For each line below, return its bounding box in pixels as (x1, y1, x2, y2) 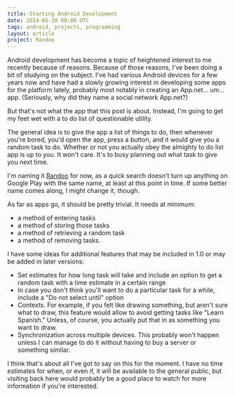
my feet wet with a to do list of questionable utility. (7, 114, 153, 123)
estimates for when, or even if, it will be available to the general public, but (7, 367, 222, 375)
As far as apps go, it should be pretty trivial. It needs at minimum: (7, 200, 196, 208)
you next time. (7, 158, 49, 166)
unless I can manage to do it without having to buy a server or (17, 339, 196, 347)
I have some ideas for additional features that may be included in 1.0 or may (7, 250, 226, 258)
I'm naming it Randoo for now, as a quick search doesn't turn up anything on (7, 172, 228, 180)
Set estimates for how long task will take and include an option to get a (17, 271, 222, 279)
